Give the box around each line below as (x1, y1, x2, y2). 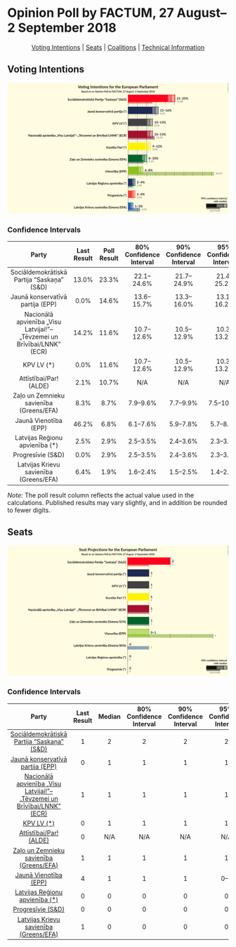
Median (98, 712, 122, 721)
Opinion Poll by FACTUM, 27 (7, 5, 174, 21)
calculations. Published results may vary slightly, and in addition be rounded (7, 498, 228, 507)
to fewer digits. (7, 506, 51, 514)
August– (176, 5, 227, 21)
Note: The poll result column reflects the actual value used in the (7, 490, 195, 499)
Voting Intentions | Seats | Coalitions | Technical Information (31, 43, 205, 51)
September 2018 (18, 20, 117, 36)
